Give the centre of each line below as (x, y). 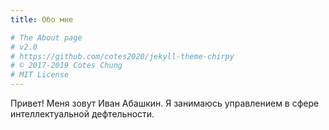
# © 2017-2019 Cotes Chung (66, 66)
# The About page (46, 37)
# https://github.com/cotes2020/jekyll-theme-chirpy (122, 56)
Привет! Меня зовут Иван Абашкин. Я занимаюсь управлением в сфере (165, 103)
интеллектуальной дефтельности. (82, 114)
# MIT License (40, 75)
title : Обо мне (42, 19)
